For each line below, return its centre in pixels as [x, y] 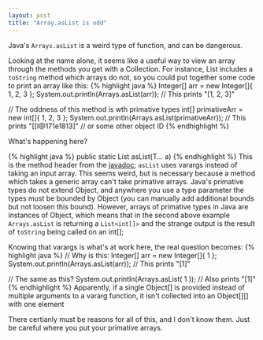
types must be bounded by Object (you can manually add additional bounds [131, 198]
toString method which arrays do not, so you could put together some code [132, 77]
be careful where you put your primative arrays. [85, 327]
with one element [36, 304]
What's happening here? [48, 141]
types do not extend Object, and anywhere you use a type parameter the [126, 190]
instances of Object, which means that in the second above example [119, 215]
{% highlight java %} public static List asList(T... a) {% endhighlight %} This [131, 156]
